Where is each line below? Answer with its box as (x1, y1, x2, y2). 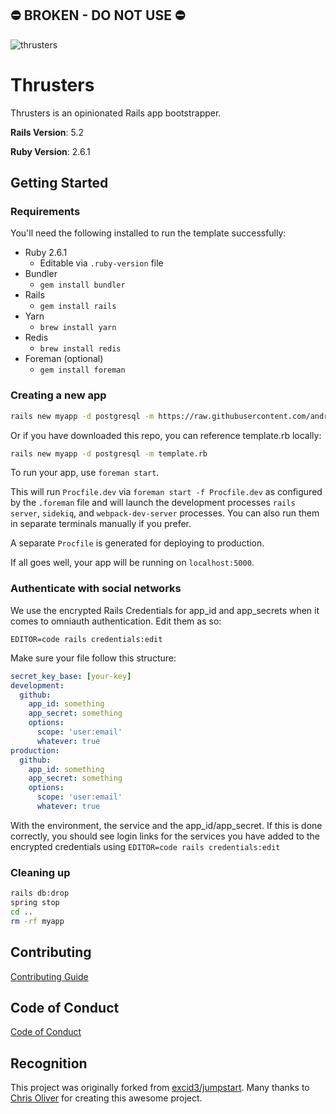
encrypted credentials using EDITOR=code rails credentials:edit (10, 840, 281, 852)
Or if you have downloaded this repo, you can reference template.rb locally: (10, 429, 322, 441)
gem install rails (39, 302, 117, 312)
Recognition (10, 1055, 88, 1072)
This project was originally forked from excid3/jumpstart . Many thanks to (10, 1082, 310, 1094)
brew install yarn (39, 323, 117, 333)
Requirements (10, 205, 81, 219)
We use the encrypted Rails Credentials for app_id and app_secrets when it (10, 604, 320, 616)
